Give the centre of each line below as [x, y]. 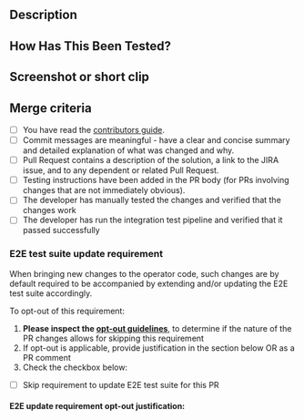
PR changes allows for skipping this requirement [113, 338]
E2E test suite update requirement [86, 254]
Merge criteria [51, 108]
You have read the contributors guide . [94, 129]
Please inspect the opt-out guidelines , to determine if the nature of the [157, 328]
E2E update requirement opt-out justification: [97, 406]
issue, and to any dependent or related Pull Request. [121, 170]
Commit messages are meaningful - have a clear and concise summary [156, 140]
